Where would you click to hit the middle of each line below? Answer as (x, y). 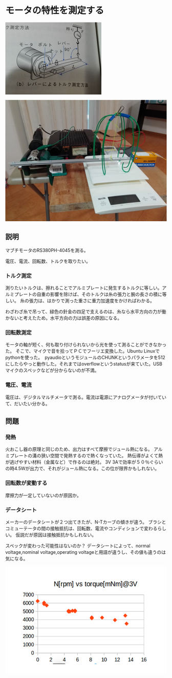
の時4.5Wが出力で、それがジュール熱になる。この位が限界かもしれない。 (82, 469)
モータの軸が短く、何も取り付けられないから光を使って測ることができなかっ (86, 345)
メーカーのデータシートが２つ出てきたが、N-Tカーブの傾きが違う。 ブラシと (86, 522)
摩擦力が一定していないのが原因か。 (44, 495)
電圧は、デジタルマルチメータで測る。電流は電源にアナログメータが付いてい (86, 397)
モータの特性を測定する (55, 11)
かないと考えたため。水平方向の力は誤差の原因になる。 (63, 318)
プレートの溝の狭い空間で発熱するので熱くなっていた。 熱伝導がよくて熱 (86, 456)
